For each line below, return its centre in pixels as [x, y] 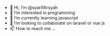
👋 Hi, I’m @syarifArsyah [34, 8]
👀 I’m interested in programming [42, 13]
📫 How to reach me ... [33, 28]
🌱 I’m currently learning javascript [44, 18]
